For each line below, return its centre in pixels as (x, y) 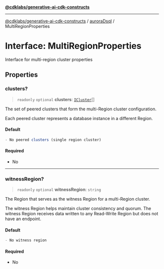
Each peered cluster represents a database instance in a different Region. (79, 118)
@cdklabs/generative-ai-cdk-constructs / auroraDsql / (60, 21)
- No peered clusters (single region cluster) (53, 140)
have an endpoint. (23, 219)
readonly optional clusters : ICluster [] (56, 99)
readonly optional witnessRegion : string (59, 189)
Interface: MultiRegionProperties (73, 46)
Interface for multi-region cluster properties (49, 59)
